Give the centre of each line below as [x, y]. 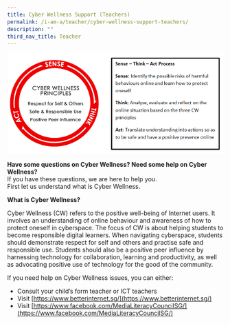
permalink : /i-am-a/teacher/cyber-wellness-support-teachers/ [98, 22]
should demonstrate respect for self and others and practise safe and [105, 243]
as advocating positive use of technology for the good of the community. [110, 265]
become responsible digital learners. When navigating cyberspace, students [115, 235]
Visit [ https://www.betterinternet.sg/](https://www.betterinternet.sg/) [114, 298]
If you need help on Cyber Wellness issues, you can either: [90, 278]
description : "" [30, 29]
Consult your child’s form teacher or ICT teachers [87, 291]
